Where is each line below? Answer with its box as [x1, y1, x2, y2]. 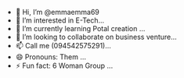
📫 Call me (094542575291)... [15, 41, 112, 50]
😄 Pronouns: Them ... [15, 52, 87, 62]
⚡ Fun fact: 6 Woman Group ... [15, 61, 114, 70]
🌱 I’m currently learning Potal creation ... [15, 24, 146, 33]
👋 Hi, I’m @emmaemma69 [15, 8, 99, 16]
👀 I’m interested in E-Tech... [15, 16, 105, 25]
